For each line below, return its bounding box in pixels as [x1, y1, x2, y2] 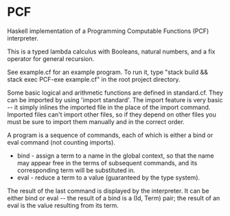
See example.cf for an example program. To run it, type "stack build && [7, 68, 208, 76]
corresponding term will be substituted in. [16, 166, 136, 174]
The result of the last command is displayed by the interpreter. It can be [7, 187, 209, 195]
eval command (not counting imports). [7, 138, 115, 146]
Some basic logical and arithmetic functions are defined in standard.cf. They [7, 88, 223, 97]
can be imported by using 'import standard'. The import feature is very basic [7, 95, 223, 104]
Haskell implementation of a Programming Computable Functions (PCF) [7, 27, 209, 35]
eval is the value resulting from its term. [7, 201, 119, 209]
